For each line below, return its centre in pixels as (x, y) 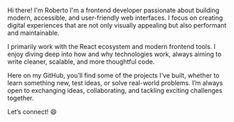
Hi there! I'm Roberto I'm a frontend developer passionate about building (113, 10)
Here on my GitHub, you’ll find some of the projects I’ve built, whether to (113, 75)
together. (21, 98)
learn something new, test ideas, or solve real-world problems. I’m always (115, 83)
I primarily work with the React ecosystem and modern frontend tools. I (111, 46)
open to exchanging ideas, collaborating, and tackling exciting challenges (115, 90)
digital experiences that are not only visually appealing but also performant (117, 25)
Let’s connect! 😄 (32, 112)
